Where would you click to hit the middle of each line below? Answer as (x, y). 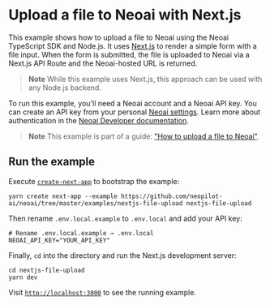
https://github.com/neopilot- (171, 196)
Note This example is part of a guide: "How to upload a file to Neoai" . (144, 136)
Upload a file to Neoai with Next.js (125, 15)
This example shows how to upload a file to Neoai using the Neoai (119, 37)
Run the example (52, 162)
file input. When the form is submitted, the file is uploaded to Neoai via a (129, 54)
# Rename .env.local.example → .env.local (81, 233)
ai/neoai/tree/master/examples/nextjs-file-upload (96, 203)
